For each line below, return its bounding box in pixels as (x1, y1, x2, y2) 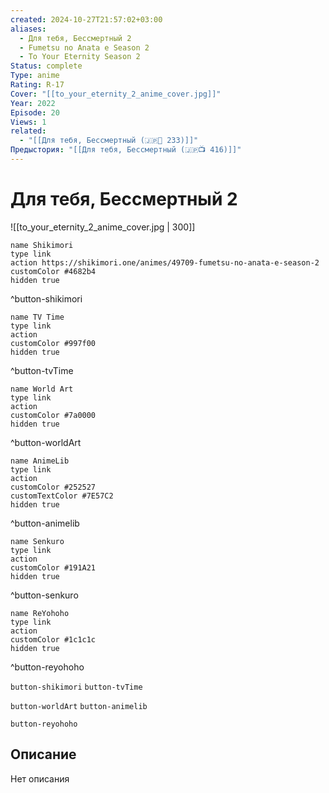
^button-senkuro (10, 589, 79, 601)
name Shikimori (10, 240, 74, 250)
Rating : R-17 (10, 80, 65, 90)
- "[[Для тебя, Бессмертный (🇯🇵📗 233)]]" (19, 136, 199, 146)
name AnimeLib (10, 456, 70, 466)
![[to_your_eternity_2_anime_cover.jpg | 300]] (10, 221, 196, 233)
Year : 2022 (10, 98, 56, 108)
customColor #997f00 (10, 338, 97, 348)
